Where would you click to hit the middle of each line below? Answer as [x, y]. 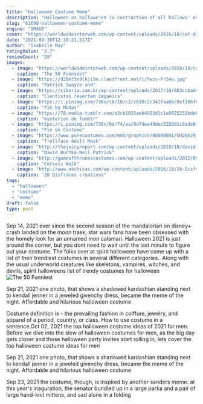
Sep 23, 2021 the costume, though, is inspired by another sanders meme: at [101, 382]
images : [16, 62]
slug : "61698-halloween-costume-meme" [55, 23]
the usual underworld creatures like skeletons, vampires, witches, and [93, 264]
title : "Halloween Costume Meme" [48, 12]
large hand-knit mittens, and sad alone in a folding [69, 395]
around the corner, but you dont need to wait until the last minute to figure [98, 245]
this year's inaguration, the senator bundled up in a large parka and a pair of [101, 388]
